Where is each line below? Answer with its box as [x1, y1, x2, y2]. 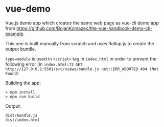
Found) [5, 71, 19, 76]
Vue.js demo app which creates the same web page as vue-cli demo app [5, 20, 159, 26]
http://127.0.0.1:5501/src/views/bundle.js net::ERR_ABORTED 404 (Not [5, 67, 159, 72]
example [5, 30, 24, 37]
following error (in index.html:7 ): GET [5, 61, 83, 67]
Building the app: [5, 80, 41, 86]
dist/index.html [5, 117, 40, 122]
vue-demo [5, 3, 51, 15]
